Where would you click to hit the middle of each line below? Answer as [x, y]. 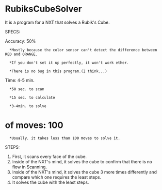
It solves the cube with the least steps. [50, 182]
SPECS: [13, 32]
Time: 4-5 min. [20, 80]
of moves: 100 [34, 125]
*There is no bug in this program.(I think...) [58, 71]
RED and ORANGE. [21, 54]
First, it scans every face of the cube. [49, 157]
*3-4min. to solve [28, 106]
